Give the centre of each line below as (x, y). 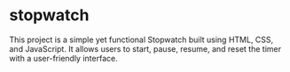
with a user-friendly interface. (63, 58)
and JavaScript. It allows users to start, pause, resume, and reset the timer (145, 48)
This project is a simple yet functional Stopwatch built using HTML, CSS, (141, 40)
